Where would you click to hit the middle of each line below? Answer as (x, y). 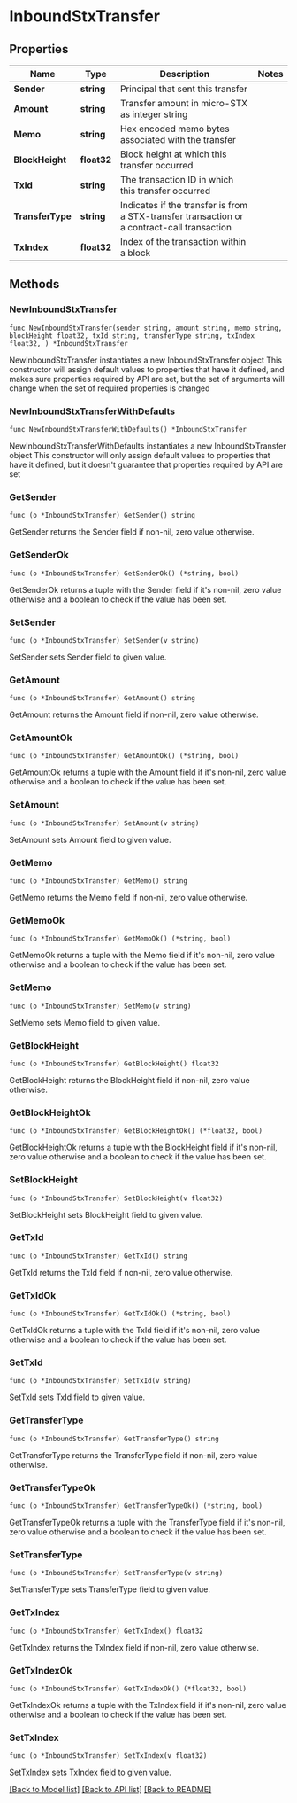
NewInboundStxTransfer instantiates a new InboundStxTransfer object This (146, 360)
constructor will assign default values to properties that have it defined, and (147, 369)
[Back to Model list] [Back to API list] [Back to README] (110, 1790)
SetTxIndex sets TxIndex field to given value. (91, 1772)
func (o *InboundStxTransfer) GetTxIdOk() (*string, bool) (120, 1314)
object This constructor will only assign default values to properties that (140, 455)
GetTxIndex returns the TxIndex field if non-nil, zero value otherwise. (134, 1647)
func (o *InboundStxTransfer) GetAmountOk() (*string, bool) (124, 756)
